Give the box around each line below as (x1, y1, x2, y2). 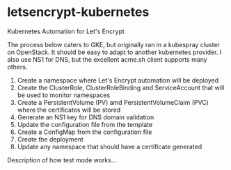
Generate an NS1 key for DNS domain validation (17, 112, 154, 121)
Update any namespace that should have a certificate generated (17, 142, 202, 151)
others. (7, 62, 28, 71)
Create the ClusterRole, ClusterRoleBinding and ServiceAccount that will (17, 83, 225, 92)
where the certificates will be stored (17, 105, 121, 114)
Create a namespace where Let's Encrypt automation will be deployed (17, 76, 219, 84)
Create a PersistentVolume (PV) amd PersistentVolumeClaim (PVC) (17, 98, 209, 106)
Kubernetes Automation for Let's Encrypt (7, 27, 125, 35)
